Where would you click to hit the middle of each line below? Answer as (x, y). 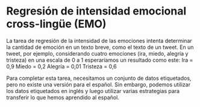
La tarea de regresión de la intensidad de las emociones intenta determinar (99, 41)
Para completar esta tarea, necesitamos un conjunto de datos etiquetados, (99, 78)
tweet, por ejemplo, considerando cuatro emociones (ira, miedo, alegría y (97, 53)
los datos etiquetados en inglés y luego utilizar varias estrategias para (93, 91)
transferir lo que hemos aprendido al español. (63, 97)
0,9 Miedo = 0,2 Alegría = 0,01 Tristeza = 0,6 (61, 66)
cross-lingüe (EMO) (56, 24)
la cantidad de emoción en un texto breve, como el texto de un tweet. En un (100, 47)
